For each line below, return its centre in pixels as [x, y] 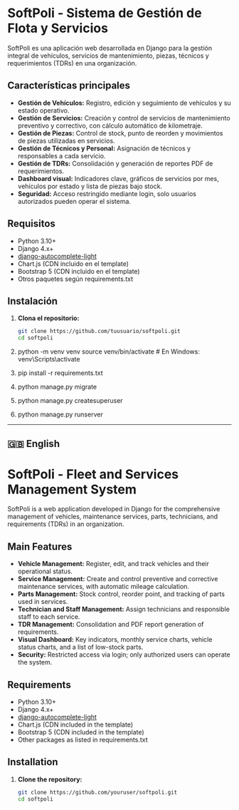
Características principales [69, 86]
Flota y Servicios [58, 28]
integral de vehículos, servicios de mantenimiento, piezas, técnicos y [108, 56]
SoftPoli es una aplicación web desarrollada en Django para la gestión [110, 48]
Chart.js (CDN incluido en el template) [73, 263]
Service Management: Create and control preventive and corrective [118, 579]
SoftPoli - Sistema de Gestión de [105, 13]
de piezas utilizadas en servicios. [66, 140]
